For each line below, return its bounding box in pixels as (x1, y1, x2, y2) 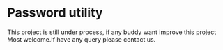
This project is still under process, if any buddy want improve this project (7, 28, 217, 36)
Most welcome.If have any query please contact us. (7, 35, 156, 43)
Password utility (7, 5, 103, 21)
